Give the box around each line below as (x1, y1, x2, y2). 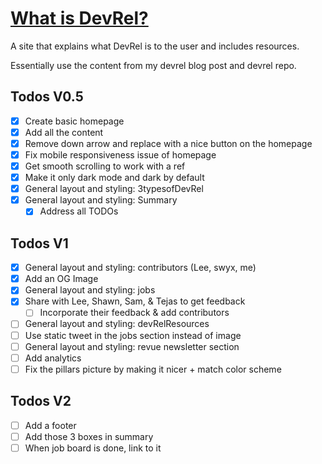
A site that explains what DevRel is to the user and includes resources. (10, 40, 300, 52)
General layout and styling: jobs (24, 284, 156, 296)
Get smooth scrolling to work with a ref (24, 160, 186, 172)
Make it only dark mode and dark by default (24, 172, 205, 184)
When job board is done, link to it (24, 442, 162, 454)
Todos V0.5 (10, 88, 84, 106)
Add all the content (24, 126, 104, 138)
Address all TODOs (39, 205, 119, 217)
